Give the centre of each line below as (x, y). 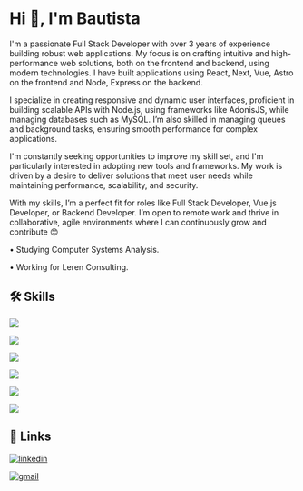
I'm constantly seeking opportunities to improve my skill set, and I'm (137, 156)
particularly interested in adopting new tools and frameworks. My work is (146, 165)
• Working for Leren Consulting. (69, 266)
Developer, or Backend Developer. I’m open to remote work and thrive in (144, 212)
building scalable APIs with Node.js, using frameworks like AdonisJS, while (149, 109)
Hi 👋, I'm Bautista (75, 19)
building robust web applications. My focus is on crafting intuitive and (139, 53)
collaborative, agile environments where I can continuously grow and (138, 222)
